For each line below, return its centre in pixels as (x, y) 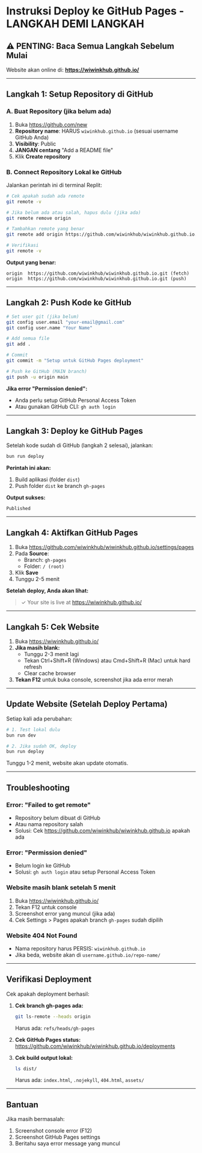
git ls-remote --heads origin (53, 1017)
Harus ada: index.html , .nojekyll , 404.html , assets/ (79, 1080)
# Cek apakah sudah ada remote (45, 196)
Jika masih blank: (37, 648)
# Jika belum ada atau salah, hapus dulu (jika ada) (74, 212)
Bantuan (23, 1105)
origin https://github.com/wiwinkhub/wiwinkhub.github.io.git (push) (96, 278)
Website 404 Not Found (42, 935)
